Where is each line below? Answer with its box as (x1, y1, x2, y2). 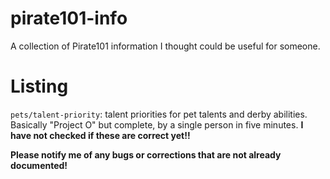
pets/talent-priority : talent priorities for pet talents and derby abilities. (10, 108, 308, 120)
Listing (10, 75, 69, 98)
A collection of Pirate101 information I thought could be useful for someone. (10, 40, 321, 52)
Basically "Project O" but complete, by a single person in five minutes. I (10, 118, 304, 131)
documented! (10, 159, 68, 171)
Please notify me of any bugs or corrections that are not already (10, 148, 282, 161)
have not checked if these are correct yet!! (10, 129, 191, 141)
